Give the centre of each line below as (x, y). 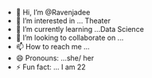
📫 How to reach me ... (53, 47)
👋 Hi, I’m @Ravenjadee (53, 12)
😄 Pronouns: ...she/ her (55, 58)
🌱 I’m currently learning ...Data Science (80, 29)
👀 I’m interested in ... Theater (63, 21)
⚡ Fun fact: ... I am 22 (51, 67)
